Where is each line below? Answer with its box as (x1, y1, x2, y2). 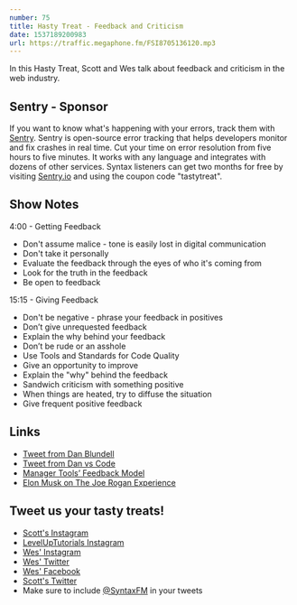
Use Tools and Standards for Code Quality (22, 349, 180, 361)
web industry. (9, 73, 60, 84)
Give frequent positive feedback (22, 398, 143, 409)
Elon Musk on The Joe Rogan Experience (22, 477, 176, 488)
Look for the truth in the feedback (22, 267, 148, 278)
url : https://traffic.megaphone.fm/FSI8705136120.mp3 (9, 38, 217, 48)
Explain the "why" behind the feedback (22, 369, 169, 380)
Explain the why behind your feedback (22, 330, 166, 341)
